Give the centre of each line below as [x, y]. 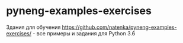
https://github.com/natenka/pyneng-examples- [119, 27]
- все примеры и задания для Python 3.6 [84, 33]
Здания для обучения [33, 27]
